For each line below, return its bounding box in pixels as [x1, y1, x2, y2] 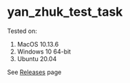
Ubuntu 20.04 [17, 54, 57, 62]
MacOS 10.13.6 [17, 40, 59, 48]
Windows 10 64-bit [17, 47, 71, 56]
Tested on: [7, 27, 38, 35]
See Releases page [7, 68, 62, 76]
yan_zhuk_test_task [7, 4, 123, 20]
